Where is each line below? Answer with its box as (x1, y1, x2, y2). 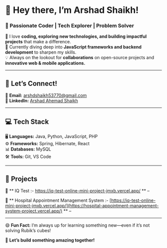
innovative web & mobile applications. (5, 60, 85, 66)
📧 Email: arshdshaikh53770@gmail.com (5, 92, 87, 98)
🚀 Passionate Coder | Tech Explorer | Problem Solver (5, 22, 134, 29)
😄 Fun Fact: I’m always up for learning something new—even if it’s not (5, 222, 150, 228)
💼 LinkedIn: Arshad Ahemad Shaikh (5, 98, 78, 104)
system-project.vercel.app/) (5, 208, 63, 214)
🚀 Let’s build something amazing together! (5, 237, 95, 243)
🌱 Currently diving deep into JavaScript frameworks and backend (5, 44, 142, 50)
